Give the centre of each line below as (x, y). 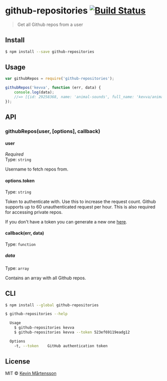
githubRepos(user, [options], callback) (53, 131)
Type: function (21, 244)
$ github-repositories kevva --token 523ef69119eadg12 (72, 332)
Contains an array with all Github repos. (45, 278)
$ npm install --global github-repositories (52, 305)
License (18, 362)
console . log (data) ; (34, 92)
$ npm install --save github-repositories (50, 52)
